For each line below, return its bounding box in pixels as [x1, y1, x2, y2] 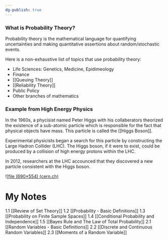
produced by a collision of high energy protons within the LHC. [5, 148, 136, 154]
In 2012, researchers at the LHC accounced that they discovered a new [5, 158, 153, 165]
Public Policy [12, 87, 39, 94]
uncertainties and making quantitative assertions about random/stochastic [5, 41, 160, 47]
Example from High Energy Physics [5, 105, 93, 112]
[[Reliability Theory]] [12, 82, 55, 88]
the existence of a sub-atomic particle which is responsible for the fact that [5, 123, 161, 129]
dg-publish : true [5, 7, 42, 13]
